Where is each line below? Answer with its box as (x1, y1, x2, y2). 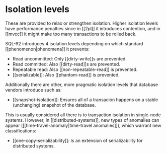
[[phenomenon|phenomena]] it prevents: (5, 46, 90, 52)
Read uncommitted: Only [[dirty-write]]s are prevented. (12, 55, 127, 61)
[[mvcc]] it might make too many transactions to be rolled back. (5, 31, 137, 37)
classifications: (5, 127, 37, 134)
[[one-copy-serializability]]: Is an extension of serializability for (12, 137, 143, 143)
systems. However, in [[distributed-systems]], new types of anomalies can (5, 117, 159, 123)
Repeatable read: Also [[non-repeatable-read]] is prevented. (12, 66, 138, 72)
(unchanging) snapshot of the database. (12, 102, 96, 108)
